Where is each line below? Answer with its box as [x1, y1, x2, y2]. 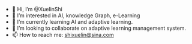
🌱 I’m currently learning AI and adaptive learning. [11, 18, 133, 25]
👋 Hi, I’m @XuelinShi [11, 6, 63, 12]
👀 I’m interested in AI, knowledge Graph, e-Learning [11, 12, 140, 19]
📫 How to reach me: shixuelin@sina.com [11, 32, 114, 38]
